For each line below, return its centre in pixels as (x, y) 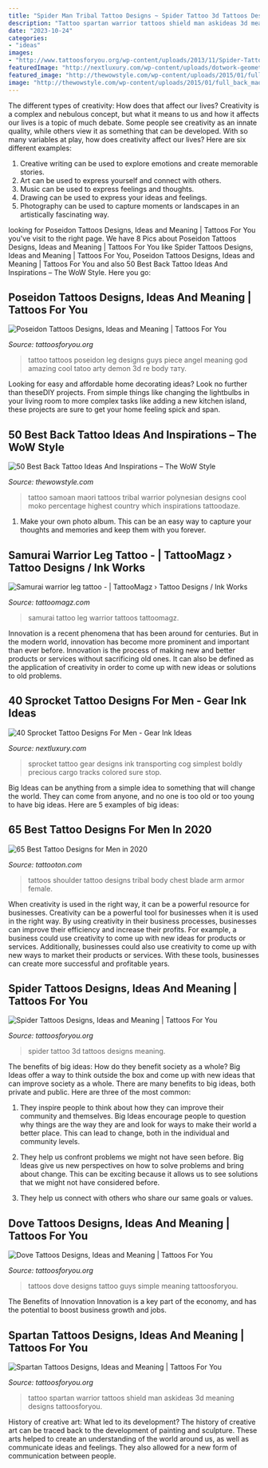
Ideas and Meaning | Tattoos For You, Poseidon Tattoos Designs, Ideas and (132, 255)
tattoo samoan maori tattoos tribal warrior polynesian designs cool (137, 497)
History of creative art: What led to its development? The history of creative (132, 1422)
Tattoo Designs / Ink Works (77, 567)
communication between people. (62, 1456)
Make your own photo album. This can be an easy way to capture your (136, 521)
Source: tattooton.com (45, 864)
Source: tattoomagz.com (49, 602)
